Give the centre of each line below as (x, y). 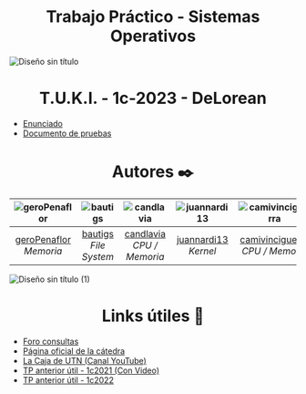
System (97, 256)
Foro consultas (51, 341)
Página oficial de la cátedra (74, 351)
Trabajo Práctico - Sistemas (153, 17)
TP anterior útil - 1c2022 (68, 379)
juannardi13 (203, 239)
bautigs (97, 233)
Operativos (153, 36)
